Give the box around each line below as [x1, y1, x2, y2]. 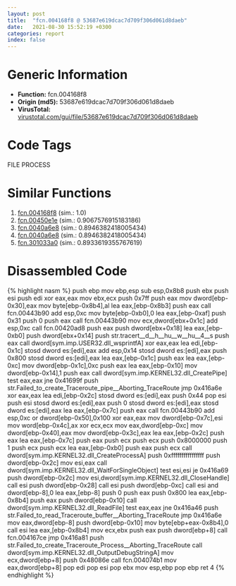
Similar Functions [7, 185, 111, 201]
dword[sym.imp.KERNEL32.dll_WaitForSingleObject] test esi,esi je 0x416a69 [7, 466, 229, 474]
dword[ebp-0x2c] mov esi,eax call [7, 459, 108, 467]
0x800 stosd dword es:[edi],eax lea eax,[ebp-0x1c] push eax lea [7, 354, 195, 362]
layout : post [7, 10, 46, 18]
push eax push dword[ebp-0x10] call [30, 496, 137, 504]
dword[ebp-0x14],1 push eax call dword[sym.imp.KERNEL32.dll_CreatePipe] [7, 368, 228, 377]
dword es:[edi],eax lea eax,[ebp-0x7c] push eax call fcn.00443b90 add [7, 406, 215, 414]
